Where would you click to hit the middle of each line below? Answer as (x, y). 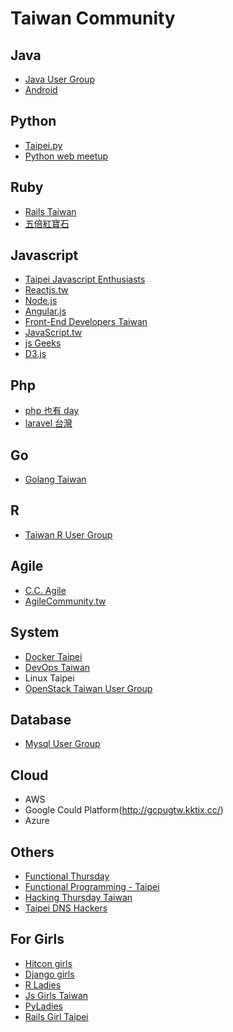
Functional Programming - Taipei (92, 886)
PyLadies (43, 1006)
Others (32, 852)
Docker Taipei (53, 656)
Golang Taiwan (55, 479)
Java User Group (59, 79)
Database (41, 719)
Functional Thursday (67, 876)
